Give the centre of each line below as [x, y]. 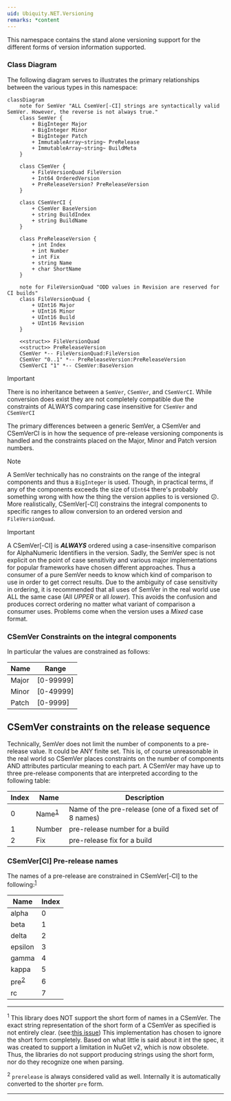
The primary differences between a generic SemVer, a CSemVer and [104, 426]
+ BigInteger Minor [60, 130]
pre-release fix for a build [110, 840]
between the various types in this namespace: [73, 87]
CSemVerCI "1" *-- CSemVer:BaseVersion [77, 366]
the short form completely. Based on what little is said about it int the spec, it [115, 1040]
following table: [29, 780]
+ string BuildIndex [61, 215]
